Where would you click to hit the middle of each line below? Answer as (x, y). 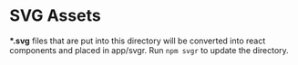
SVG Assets (56, 16)
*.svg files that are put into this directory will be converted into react (138, 41)
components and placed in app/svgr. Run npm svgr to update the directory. (149, 50)
